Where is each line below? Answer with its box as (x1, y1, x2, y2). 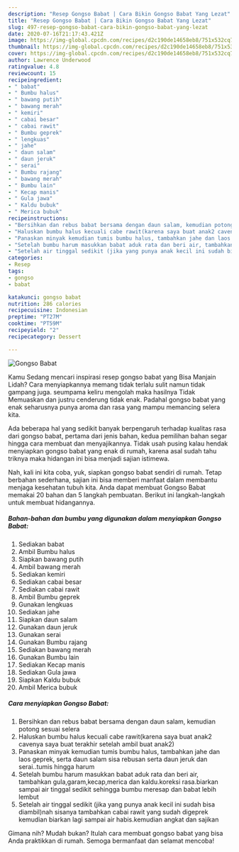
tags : (8, 267, 24, 275)
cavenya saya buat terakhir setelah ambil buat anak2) (18, 739, 174, 748)
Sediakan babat (18, 540, 65, 548)
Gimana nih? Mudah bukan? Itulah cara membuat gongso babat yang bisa (8, 829, 223, 837)
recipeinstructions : (8, 215, 70, 222)
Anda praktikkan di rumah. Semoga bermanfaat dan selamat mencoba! (8, 836, 215, 845)
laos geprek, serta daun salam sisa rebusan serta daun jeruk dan (18, 755, 208, 763)
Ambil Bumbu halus (18, 547, 75, 555)
